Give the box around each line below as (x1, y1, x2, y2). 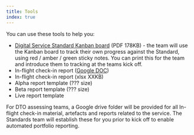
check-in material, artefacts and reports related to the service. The (20, 110, 182, 117)
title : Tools (6, 8, 38, 15)
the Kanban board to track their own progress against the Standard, (14, 48, 180, 55)
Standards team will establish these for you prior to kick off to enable (6, 116, 174, 123)
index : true (6, 14, 35, 20)
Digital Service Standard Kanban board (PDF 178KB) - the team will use (14, 42, 188, 49)
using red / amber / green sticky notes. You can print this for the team (14, 54, 185, 61)
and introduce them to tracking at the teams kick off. (14, 60, 143, 68)
